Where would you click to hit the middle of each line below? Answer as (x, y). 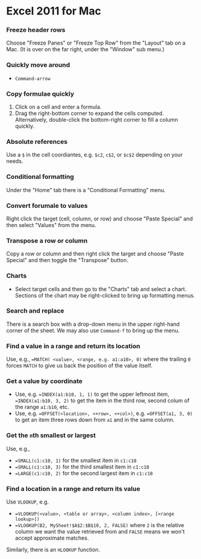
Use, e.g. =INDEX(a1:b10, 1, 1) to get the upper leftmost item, (92, 394)
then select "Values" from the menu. (51, 225)
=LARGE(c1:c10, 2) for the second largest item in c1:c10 (84, 473)
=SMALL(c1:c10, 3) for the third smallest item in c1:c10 (82, 467)
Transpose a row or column (47, 240)
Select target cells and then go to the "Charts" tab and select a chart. (100, 289)
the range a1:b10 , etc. (42, 407)
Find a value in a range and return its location (73, 346)
